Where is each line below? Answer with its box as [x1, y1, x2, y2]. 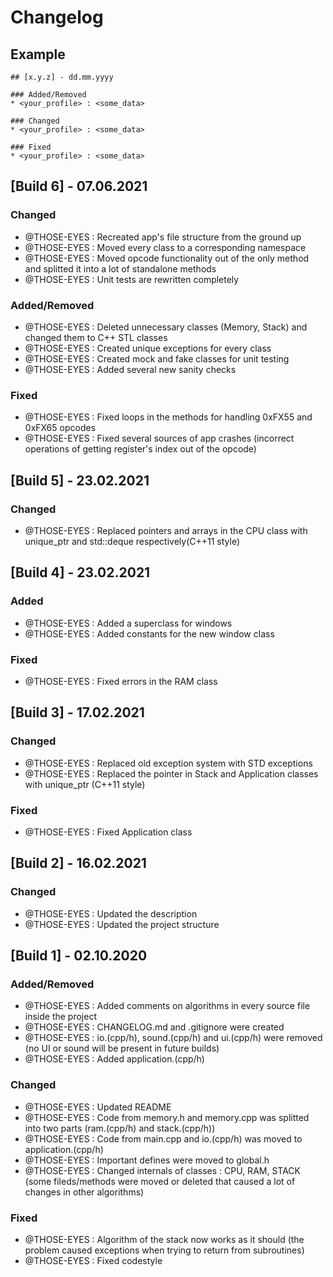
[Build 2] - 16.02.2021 [10, 855, 147, 872]
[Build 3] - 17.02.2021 [10, 704, 145, 721]
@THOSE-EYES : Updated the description [24, 907, 198, 920]
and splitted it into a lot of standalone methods [24, 262, 217, 275]
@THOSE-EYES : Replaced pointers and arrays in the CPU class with [24, 524, 308, 536]
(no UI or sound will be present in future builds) [24, 1042, 220, 1055]
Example [10, 46, 66, 63]
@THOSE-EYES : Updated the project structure [24, 918, 220, 930]
